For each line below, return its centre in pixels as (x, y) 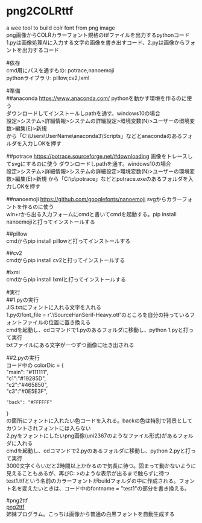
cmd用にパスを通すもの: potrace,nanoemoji (60, 70)
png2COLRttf (40, 11)
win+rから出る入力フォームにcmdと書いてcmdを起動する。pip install (91, 214)
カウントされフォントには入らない (49, 428)
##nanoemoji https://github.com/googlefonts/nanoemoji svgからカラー (94, 199)
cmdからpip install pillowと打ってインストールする (68, 241)
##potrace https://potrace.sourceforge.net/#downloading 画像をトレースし (99, 156)
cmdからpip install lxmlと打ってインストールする (66, 279)
